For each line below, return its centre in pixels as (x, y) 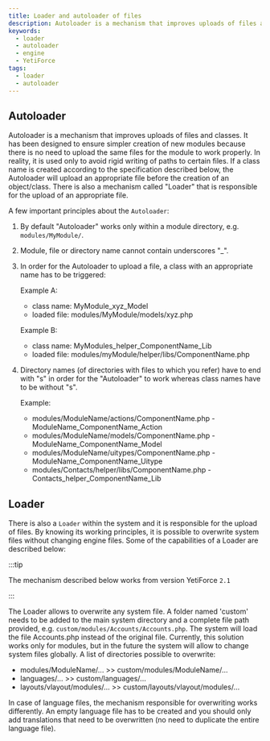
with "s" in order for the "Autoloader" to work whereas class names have (140, 379)
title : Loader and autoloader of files (75, 16)
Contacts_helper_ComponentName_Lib (97, 479)
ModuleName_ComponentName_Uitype (97, 461)
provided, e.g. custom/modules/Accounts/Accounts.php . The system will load (133, 629)
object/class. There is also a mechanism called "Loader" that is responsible (133, 187)
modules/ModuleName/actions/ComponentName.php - (123, 418)
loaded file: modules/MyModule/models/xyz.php (112, 314)
